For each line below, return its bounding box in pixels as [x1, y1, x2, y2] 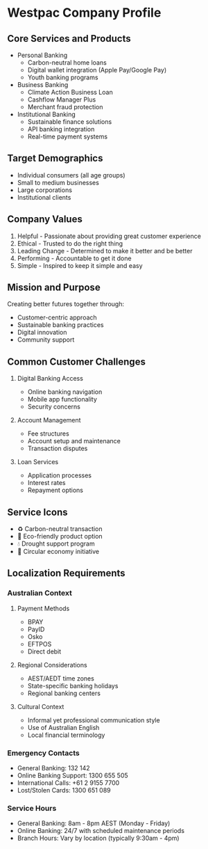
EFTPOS [27, 640, 52, 648]
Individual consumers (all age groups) [17, 170, 126, 179]
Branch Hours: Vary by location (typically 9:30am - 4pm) [17, 834, 180, 843]
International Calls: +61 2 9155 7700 [17, 779, 120, 787]
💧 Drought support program [17, 539, 95, 548]
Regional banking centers [27, 689, 101, 697]
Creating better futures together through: [7, 300, 125, 308]
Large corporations [17, 186, 73, 194]
